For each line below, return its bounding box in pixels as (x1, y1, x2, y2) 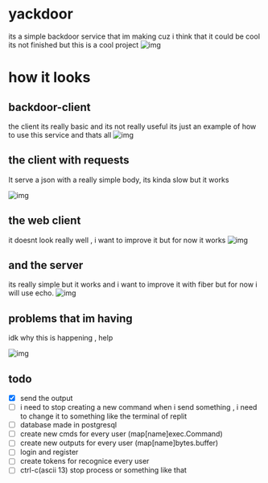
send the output (19, 394, 73, 402)
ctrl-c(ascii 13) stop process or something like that (19, 465, 188, 475)
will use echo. (8, 288, 55, 298)
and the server (8, 258, 84, 272)
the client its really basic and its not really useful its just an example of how (8, 122, 257, 131)
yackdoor (8, 5, 74, 23)
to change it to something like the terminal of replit (19, 411, 188, 421)
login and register (19, 448, 79, 457)
